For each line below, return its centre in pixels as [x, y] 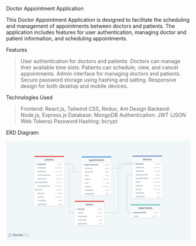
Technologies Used [29, 97]
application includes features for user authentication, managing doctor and [96, 32]
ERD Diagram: [23, 132]
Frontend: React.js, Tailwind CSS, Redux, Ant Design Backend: [95, 109]
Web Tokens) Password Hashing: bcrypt [69, 121]
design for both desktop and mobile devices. [74, 86]
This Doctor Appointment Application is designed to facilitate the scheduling [98, 20]
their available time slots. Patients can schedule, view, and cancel [99, 67]
